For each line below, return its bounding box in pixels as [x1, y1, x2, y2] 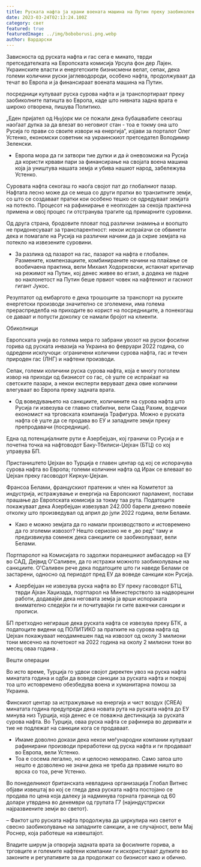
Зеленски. [6, 140, 33, 147]
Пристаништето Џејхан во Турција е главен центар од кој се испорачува [6, 460, 193, 466]
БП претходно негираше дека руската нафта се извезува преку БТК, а [6, 619, 187, 626]
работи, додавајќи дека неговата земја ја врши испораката [14, 595, 167, 602]
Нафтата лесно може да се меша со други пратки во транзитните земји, [6, 189, 193, 196]
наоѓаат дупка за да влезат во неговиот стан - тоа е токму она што [6, 121, 178, 128]
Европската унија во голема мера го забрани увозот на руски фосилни [6, 337, 189, 343]
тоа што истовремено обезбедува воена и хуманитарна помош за [6, 681, 176, 688]
